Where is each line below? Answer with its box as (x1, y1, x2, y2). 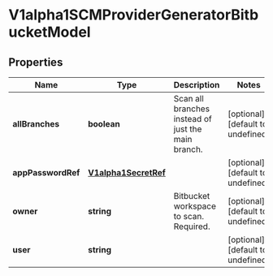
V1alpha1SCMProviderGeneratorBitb (8, 6, 259, 24)
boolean (88, 119, 120, 129)
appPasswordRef (12, 167, 80, 178)
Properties (8, 55, 63, 69)
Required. (173, 221, 210, 232)
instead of (173, 114, 213, 124)
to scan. (173, 211, 205, 222)
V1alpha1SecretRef (88, 167, 167, 178)
